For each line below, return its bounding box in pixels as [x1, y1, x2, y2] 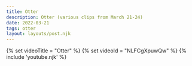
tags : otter [6, 25, 36, 32]
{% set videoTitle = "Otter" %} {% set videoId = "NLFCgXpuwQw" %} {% [6, 47, 187, 54]
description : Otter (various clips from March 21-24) [6, 14, 144, 20]
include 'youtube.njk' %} [6, 54, 67, 61]
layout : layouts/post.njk [6, 31, 71, 37]
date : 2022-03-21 [6, 20, 50, 26]
